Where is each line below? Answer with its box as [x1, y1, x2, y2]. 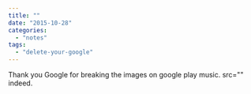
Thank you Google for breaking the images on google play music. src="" [8, 70, 244, 79]
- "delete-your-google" [15, 48, 93, 56]
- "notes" [15, 33, 47, 42]
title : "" [8, 11, 41, 20]
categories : [8, 26, 47, 34]
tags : [8, 41, 26, 49]
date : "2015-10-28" [8, 19, 73, 27]
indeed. [8, 78, 33, 88]
